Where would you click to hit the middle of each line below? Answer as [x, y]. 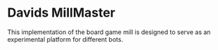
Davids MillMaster [62, 13]
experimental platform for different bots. [65, 39]
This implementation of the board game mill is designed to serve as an [109, 32]
